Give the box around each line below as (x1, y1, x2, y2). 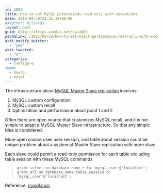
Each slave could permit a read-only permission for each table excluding (5, 151, 150, 157)
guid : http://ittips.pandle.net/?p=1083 (5, 30, 88, 34)
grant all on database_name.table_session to (16, 170, 111, 175)
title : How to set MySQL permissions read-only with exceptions (5, 12, 138, 16)
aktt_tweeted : (5, 47, 34, 52)
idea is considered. (5, 127, 43, 133)
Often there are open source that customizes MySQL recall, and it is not (5, 117, 148, 122)
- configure (9, 61, 34, 66)
